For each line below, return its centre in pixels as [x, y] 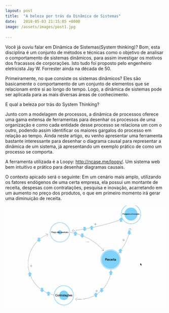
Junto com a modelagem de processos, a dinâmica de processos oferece [82, 114]
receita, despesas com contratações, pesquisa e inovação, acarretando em [84, 188]
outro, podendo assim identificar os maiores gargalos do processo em [78, 130]
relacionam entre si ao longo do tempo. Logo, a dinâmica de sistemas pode [83, 89]
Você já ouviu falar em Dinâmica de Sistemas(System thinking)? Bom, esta [83, 47]
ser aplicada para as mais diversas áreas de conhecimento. [67, 95]
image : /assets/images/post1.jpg [40, 27]
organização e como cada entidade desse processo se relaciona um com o [83, 125]
